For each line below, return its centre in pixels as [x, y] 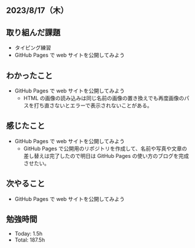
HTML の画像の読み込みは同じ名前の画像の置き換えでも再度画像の [104, 98]
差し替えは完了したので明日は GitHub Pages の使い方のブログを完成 [106, 156]
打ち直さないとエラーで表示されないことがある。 [93, 105]
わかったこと [29, 75]
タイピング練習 [33, 48]
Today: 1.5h [29, 234]
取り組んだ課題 [33, 32]
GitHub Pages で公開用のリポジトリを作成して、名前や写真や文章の [105, 148]
